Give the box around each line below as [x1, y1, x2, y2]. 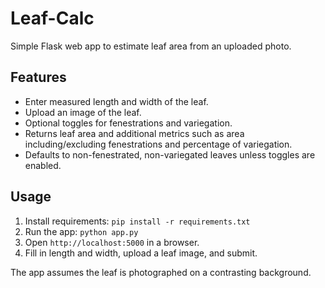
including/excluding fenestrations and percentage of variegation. [24, 138, 293, 150]
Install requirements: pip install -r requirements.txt [24, 215, 251, 227]
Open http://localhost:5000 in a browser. [24, 236, 200, 248]
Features [10, 69, 67, 86]
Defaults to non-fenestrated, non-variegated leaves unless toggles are [24, 148, 316, 161]
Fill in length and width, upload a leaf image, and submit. [24, 247, 258, 259]
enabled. [24, 159, 62, 171]
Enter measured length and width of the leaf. [24, 95, 209, 107]
